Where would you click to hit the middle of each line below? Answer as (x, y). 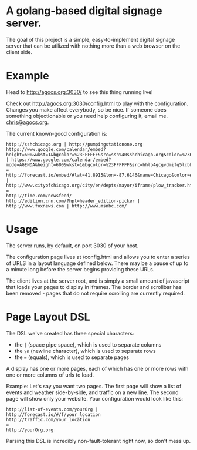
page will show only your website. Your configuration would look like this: (95, 398)
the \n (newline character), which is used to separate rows (85, 351)
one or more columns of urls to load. (50, 375)
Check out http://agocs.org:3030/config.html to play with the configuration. (97, 103)
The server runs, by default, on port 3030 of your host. (72, 246)
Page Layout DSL (48, 317)
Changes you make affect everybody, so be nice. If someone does (86, 109)
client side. (19, 52)
